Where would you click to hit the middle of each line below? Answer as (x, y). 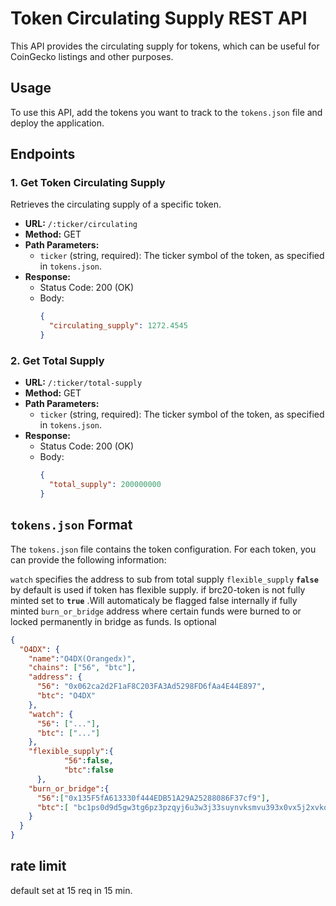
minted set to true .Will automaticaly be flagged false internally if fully (154, 600)
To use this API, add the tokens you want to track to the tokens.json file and (166, 112)
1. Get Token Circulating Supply (88, 183)
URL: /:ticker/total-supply (83, 383)
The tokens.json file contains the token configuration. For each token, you (163, 549)
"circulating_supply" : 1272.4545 (118, 326)
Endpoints (43, 154)
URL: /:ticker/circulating (81, 224)
